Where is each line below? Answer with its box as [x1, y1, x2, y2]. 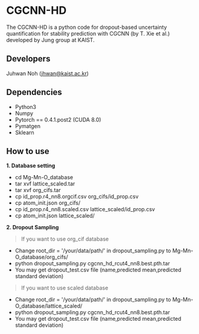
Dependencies [6, 87, 62, 97]
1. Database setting [6, 162, 55, 169]
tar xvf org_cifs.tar [14, 187, 62, 194]
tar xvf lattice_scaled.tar [14, 180, 75, 187]
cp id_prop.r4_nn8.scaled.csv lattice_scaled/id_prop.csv [14, 206, 156, 213]
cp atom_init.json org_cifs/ [14, 199, 81, 206]
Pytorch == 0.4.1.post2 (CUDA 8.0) [14, 116, 101, 123]
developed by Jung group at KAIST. [6, 36, 95, 43]
